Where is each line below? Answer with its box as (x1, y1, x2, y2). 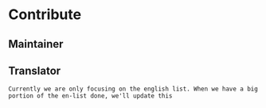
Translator (8, 64, 61, 77)
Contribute (8, 6, 82, 24)
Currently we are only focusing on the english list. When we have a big (8, 85, 259, 93)
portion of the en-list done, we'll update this (8, 92, 173, 100)
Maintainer (8, 37, 64, 51)
